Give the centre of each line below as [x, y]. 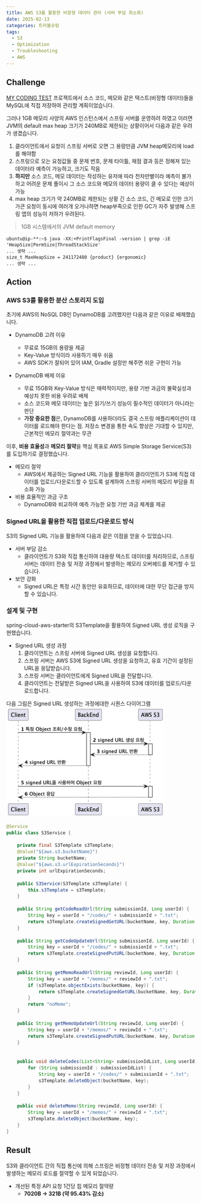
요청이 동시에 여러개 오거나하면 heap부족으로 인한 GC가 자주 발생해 [105, 206]
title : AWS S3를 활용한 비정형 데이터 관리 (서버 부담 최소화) [75, 13]
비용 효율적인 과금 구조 [41, 497]
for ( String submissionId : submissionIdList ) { [90, 1068]
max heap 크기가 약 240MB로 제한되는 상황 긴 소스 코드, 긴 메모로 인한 [98, 198]
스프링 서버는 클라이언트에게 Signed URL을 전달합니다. [88, 676]
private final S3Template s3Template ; [66, 846]
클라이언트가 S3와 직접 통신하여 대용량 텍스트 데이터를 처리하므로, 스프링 [109, 556]
